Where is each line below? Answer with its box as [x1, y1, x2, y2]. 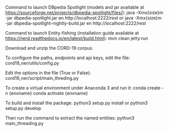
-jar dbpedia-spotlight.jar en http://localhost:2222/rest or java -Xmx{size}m [5, 15, 162, 21]
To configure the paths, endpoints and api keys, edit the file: [5, 55, 130, 61]
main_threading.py [5, 120, 44, 126]
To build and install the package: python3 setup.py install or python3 [5, 100, 148, 106]
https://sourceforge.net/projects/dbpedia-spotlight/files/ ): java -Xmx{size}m [5, 10, 163, 16]
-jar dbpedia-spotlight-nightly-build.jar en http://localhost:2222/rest [5, 20, 146, 26]
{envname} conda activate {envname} [9, 90, 88, 96]
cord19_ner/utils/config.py [5, 60, 60, 66]
